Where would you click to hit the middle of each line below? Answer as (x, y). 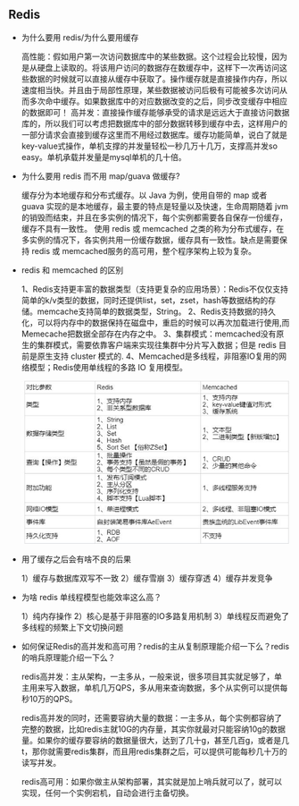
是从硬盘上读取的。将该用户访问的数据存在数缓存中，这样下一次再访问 (150, 67)
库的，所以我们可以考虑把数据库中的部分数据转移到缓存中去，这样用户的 (154, 123)
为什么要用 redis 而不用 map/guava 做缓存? (100, 176)
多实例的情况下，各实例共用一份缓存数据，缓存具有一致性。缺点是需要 (150, 240)
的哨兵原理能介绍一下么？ (68, 658)
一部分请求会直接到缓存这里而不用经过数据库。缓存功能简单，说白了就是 (154, 134)
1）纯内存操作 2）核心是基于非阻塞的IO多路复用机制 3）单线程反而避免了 (155, 616)
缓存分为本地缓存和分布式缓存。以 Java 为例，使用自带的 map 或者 (144, 195)
